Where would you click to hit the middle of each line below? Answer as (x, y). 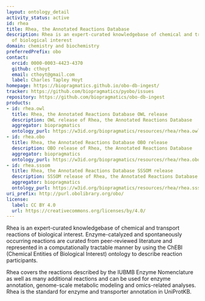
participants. (22, 261)
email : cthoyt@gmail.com (43, 74)
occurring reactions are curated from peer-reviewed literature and (89, 241)
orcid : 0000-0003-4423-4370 (48, 63)
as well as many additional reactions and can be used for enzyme (88, 279)
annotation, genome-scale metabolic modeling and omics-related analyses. (101, 285)
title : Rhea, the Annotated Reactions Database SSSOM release (92, 171)
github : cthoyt (31, 69)
